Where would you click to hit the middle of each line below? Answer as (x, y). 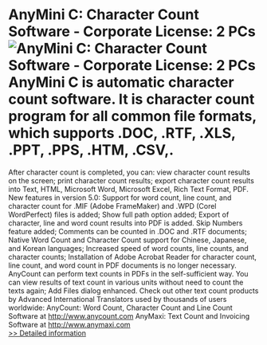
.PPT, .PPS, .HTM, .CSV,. (91, 150)
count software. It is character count (132, 99)
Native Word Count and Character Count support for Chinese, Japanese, (128, 240)
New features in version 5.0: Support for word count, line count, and (120, 198)
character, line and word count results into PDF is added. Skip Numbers (126, 223)
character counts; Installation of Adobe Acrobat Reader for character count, (133, 257)
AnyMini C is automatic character (121, 82)
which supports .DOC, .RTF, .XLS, (122, 133)
